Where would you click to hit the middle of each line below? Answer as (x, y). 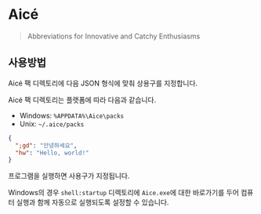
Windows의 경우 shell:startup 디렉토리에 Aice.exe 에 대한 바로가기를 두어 (123, 193)
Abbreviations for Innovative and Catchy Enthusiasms (114, 36)
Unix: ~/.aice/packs (52, 124)
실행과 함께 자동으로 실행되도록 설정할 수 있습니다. (92, 202)
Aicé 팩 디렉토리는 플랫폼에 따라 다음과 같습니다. (82, 100)
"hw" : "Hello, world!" (52, 153)
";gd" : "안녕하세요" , (46, 145)
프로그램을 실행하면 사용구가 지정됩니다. (69, 176)
